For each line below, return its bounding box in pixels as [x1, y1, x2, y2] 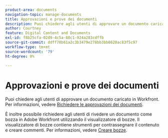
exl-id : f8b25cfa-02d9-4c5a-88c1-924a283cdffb [5, 35, 104, 40]
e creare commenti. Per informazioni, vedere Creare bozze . [5, 127, 127, 133]
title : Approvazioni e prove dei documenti [5, 16, 97, 21]
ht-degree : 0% [5, 53, 35, 59]
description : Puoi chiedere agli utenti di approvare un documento [5, 21, 149, 26]
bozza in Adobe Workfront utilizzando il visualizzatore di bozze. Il [5, 116, 140, 122]
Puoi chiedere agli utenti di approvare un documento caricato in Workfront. [5, 96, 159, 102]
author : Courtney [5, 26, 41, 31]
